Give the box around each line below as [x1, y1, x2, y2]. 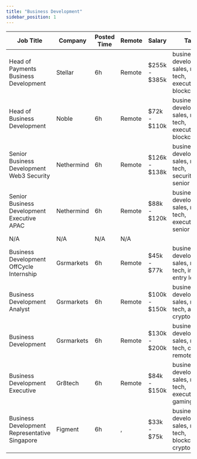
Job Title [17, 36, 43, 45]
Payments [9, 64, 37, 73]
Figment [56, 425, 79, 433]
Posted [94, 33, 116, 41]
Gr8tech [56, 379, 79, 387]
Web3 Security [9, 171, 50, 179]
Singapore [9, 436, 38, 444]
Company [58, 36, 87, 45]
